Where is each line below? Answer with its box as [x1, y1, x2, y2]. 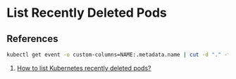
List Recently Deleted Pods [6, 5, 167, 21]
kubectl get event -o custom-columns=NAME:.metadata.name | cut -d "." [6, 51, 221, 58]
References [6, 33, 58, 45]
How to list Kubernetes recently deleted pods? [16, 64, 151, 72]
